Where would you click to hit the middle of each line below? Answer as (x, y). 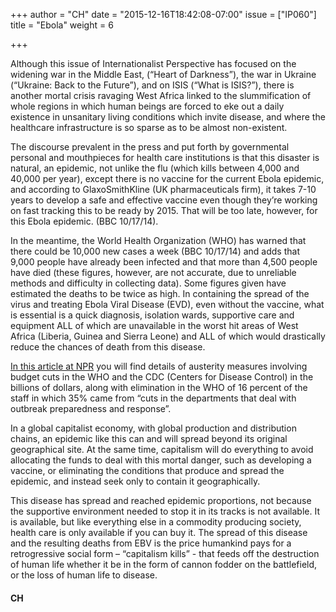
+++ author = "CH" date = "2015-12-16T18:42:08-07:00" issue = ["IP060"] (163, 14)
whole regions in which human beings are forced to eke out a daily (147, 106)
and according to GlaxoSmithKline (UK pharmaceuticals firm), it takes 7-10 (163, 189)
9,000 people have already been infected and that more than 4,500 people (164, 262)
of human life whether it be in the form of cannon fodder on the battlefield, (164, 564)
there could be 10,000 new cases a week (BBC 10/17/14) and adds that (155, 251)
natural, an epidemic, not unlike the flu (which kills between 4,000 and (155, 168)
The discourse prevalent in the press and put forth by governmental (150, 147)
